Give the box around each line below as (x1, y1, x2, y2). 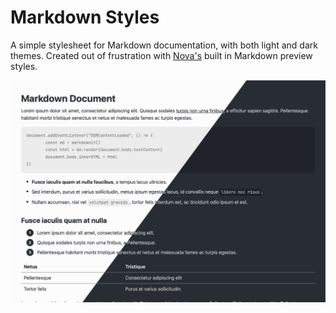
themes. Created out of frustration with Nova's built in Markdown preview (10, 49, 313, 61)
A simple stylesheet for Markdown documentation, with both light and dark (10, 39, 318, 51)
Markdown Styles (10, 6, 160, 29)
